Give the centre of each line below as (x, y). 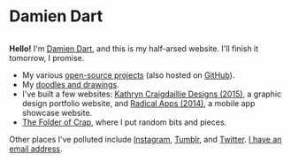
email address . (36, 149)
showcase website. (57, 112)
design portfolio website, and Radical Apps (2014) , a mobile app (138, 103)
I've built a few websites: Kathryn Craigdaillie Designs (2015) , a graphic (152, 94)
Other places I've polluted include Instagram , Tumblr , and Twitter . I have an (145, 139)
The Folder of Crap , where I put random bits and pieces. (124, 122)
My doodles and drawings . (70, 84)
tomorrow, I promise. (47, 58)
